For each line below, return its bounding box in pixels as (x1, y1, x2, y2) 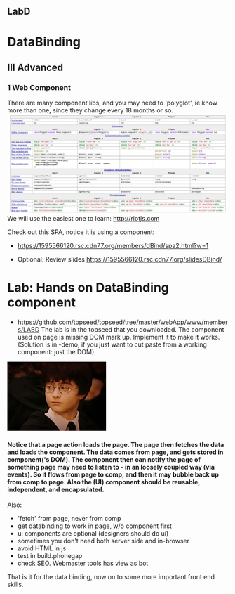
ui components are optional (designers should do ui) (17, 529, 169, 538)
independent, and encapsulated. (7, 485, 105, 493)
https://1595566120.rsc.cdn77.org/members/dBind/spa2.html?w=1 (17, 242, 209, 250)
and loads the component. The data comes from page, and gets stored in (7, 448, 224, 456)
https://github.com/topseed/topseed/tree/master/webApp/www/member (17, 318, 228, 326)
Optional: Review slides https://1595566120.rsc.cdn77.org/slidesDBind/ (17, 255, 222, 264)
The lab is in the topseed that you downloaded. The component (41, 325, 224, 334)
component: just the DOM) (17, 348, 95, 356)
